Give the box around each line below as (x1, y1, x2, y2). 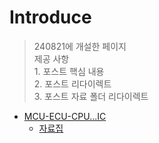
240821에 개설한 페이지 (33, 40, 127, 52)
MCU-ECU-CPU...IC (23, 110, 107, 122)
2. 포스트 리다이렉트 (33, 77, 112, 90)
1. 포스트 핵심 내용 (33, 65, 105, 77)
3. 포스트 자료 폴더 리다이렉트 (33, 90, 149, 102)
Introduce (9, 6, 92, 29)
